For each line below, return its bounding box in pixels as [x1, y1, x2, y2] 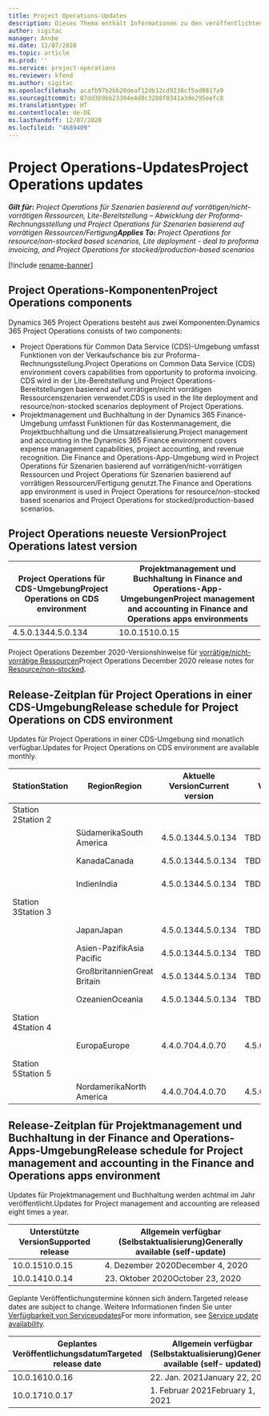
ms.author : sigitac [8, 79, 74, 87]
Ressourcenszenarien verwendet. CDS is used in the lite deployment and [19, 393, 259, 402]
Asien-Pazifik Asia [75, 943, 144, 954]
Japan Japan [75, 924, 123, 936]
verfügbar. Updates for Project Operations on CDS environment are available [8, 743, 259, 753]
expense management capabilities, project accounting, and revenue [19, 443, 244, 454]
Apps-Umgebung [8, 1144, 98, 1157]
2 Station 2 [12, 814, 52, 826]
